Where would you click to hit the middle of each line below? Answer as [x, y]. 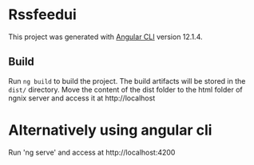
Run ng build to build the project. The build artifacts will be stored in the [127, 81]
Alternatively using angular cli [110, 130]
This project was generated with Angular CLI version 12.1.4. [105, 37]
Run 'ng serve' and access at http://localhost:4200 [92, 152]
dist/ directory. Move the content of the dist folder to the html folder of [126, 89]
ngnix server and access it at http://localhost [82, 98]
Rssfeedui [43, 15]
